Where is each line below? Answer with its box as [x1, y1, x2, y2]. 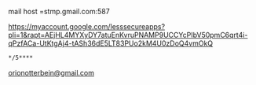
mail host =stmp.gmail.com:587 [8, 7, 110, 16]
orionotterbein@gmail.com [8, 68, 95, 77]
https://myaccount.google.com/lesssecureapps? [8, 22, 166, 31]
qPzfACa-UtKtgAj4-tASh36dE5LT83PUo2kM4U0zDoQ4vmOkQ [8, 39, 214, 48]
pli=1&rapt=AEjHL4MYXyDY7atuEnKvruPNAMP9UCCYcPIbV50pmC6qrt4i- [8, 31, 248, 39]
